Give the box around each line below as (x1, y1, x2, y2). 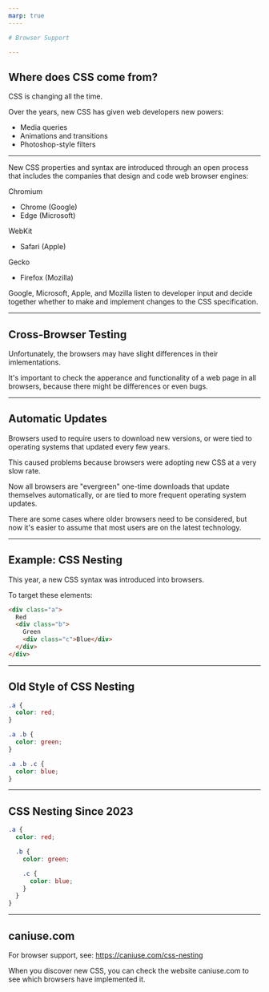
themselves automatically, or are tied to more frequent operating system (8, 490, 247, 499)
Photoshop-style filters (19, 139, 96, 149)
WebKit (8, 226, 33, 236)
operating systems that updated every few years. (8, 442, 171, 451)
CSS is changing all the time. (8, 91, 102, 101)
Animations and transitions (19, 131, 108, 141)
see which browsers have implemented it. (8, 974, 146, 984)
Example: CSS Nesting (8, 554, 122, 567)
